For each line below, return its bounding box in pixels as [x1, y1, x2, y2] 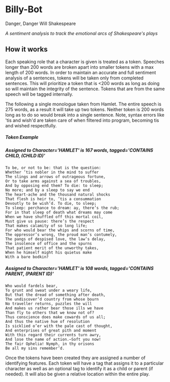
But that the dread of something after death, [5, 292, 106, 297]
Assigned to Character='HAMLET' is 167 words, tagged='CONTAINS [5, 147, 154, 153]
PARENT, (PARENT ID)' [5, 270, 54, 277]
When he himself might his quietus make [5, 250, 93, 255]
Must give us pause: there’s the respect [5, 219, 95, 224]
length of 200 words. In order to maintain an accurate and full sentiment [5, 69, 156, 75]
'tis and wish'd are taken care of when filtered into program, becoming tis [5, 117, 159, 123]
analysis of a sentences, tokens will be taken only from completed [5, 75, 144, 81]
